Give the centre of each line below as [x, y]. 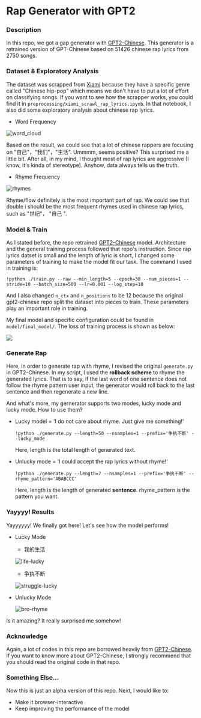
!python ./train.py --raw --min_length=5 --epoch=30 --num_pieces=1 [94, 279]
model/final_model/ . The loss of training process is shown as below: [91, 326]
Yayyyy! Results [30, 512]
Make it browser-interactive [49, 702]
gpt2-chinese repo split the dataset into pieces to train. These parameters [97, 302]
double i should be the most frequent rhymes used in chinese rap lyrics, [95, 206]
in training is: [22, 268]
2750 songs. [22, 56]
